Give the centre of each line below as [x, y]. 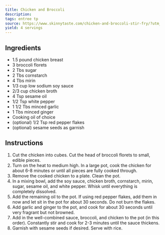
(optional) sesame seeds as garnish [48, 127]
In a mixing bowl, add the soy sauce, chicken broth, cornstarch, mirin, [82, 181]
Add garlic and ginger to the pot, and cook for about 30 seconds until [82, 207]
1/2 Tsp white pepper [33, 101]
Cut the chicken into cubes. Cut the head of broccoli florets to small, [81, 155]
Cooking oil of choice [34, 117]
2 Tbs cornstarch [30, 75]
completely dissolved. [34, 191]
